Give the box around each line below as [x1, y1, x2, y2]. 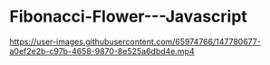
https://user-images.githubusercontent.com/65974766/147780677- [9, 36, 261, 47]
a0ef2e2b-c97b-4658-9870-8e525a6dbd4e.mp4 [9, 45, 195, 56]
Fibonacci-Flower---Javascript [9, 6, 247, 27]
